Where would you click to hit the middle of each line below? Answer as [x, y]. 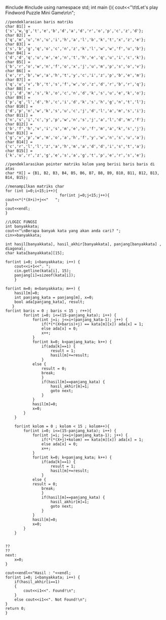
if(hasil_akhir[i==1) [37, 582]
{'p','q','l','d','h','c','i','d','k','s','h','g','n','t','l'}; [75, 102]
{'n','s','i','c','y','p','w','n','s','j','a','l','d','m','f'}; [75, 120]
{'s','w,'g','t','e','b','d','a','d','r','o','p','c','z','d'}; [74, 31]
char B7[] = [18, 80]
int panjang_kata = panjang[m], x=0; [54, 298]
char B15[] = [19, 151]
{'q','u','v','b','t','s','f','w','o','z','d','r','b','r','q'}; [75, 84]
